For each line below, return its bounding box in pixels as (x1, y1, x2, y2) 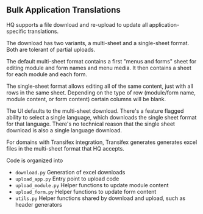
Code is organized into (6, 157, 63, 164)
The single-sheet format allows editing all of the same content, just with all (6, 82, 193, 90)
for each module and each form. (6, 70, 87, 78)
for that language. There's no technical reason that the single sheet (6, 120, 176, 127)
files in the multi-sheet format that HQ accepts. (6, 144, 125, 152)
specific (6, 27, 27, 35)
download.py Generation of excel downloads (15, 168, 126, 176)
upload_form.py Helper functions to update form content (15, 188, 157, 195)
